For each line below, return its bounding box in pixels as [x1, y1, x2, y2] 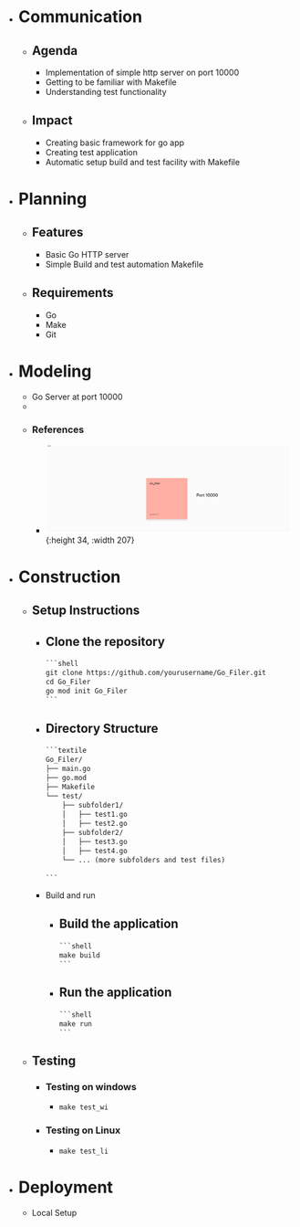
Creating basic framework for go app [45, 137, 185, 148]
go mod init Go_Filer [45, 687, 128, 696]
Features [31, 225, 84, 240]
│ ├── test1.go [62, 810, 128, 820]
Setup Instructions [31, 603, 140, 619]
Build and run [45, 890, 96, 901]
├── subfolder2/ [62, 829, 124, 838]
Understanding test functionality [45, 87, 167, 97]
